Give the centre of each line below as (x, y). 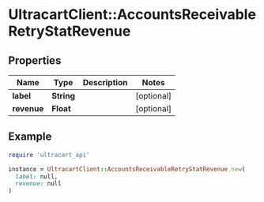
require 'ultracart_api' (49, 155)
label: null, (37, 176)
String (63, 96)
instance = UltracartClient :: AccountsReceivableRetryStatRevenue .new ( (127, 169)
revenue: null (38, 184)
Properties (35, 60)
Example (30, 137)
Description (105, 82)
